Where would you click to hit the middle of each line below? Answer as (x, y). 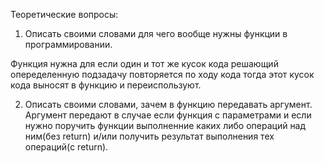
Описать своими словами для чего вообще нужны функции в (156, 33)
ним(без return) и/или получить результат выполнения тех (149, 136)
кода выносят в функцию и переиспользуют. (106, 85)
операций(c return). (66, 147)
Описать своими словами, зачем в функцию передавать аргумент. (168, 104)
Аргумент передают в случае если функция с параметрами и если (168, 115)
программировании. (68, 44)
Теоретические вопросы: (64, 14)
